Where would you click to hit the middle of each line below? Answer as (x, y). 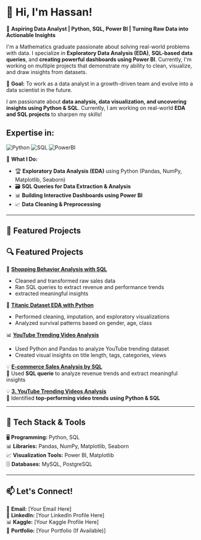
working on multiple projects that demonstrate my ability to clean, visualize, (99, 66)
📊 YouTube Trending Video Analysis (53, 335)
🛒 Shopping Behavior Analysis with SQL (57, 269)
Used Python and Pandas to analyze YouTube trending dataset (92, 348)
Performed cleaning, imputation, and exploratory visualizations (92, 317)
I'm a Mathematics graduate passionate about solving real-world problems (98, 47)
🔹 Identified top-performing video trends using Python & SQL (83, 398)
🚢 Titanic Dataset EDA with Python (50, 305)
